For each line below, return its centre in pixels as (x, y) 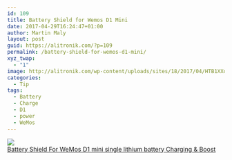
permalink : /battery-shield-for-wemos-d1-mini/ (77, 52)
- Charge (26, 103)
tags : (15, 90)
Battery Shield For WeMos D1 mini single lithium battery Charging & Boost (112, 149)
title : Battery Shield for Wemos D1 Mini (68, 20)
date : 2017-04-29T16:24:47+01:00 (55, 26)
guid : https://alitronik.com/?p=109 (60, 46)
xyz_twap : (21, 59)
